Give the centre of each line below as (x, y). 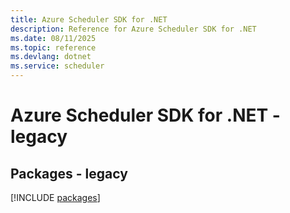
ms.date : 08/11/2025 (53, 38)
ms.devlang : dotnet (51, 57)
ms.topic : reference (53, 47)
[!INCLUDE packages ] (55, 197)
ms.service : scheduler (57, 66)
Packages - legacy (69, 173)
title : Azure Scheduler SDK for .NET (89, 19)
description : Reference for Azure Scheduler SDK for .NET (133, 29)
